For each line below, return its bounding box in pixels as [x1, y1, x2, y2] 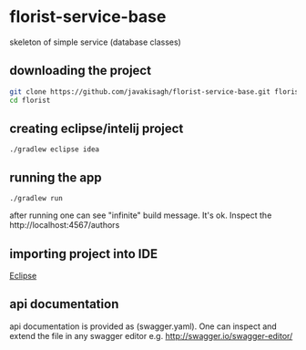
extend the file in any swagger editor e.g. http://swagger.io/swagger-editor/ [9, 330, 293, 341]
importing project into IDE [9, 246, 158, 262]
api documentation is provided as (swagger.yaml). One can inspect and [9, 321, 278, 332]
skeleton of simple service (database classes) [9, 36, 182, 47]
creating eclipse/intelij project [9, 120, 184, 136]
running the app [9, 170, 102, 185]
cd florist [9, 96, 51, 105]
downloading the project [9, 63, 152, 78]
